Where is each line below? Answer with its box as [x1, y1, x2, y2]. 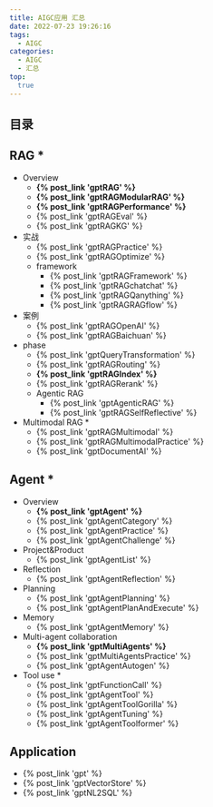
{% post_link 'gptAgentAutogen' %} [35, 660, 170, 671]
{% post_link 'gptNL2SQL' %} [22, 787, 133, 799]
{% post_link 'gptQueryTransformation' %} [35, 349, 196, 359]
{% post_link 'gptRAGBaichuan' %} [35, 330, 168, 340]
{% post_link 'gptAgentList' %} [35, 554, 151, 565]
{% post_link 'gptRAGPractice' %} [35, 241, 163, 252]
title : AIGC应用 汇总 [9, 13, 86, 23]
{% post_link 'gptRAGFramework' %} [49, 270, 188, 281]
